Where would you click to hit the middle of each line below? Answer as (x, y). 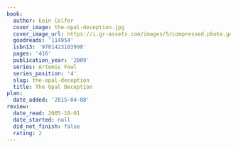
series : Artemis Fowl (45, 67)
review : (18, 107)
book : (15, 14)
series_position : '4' (45, 73)
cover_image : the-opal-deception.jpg (69, 27)
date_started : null (42, 120)
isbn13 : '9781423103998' (50, 47)
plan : (15, 93)
